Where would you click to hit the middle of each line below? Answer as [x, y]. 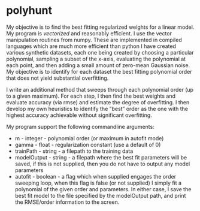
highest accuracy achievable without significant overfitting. [79, 115]
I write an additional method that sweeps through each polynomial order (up [100, 89]
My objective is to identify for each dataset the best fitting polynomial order [99, 71]
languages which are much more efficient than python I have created [91, 46]
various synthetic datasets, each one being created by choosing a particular [100, 52]
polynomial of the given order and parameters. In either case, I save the [103, 189]
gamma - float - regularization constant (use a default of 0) [88, 144]
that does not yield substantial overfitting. [57, 78]
